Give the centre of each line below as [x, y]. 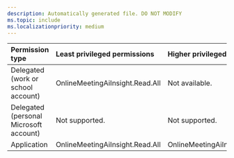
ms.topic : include [34, 20]
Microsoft [26, 125]
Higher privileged [197, 54]
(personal [26, 116]
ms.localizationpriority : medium [56, 26]
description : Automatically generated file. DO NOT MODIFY [95, 14]
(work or [25, 79]
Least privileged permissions [105, 54]
